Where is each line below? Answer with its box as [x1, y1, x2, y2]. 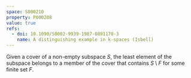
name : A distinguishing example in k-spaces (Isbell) [17, 37, 154, 43]
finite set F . [6, 66, 34, 73]
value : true [6, 20, 36, 26]
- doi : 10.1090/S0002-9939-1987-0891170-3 [11, 31, 119, 37]
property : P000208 [6, 14, 52, 20]
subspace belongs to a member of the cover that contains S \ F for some [6, 59, 185, 67]
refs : [6, 25, 20, 32]
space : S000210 [6, 8, 44, 15]
